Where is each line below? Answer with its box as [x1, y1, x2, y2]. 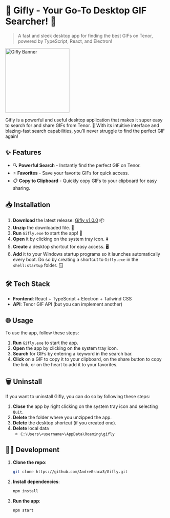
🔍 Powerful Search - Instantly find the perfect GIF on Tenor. [12, 162, 141, 168]
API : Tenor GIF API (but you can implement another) [12, 301, 123, 308]
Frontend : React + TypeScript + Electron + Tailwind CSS [12, 296, 132, 302]
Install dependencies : [12, 478, 60, 485]
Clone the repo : [12, 459, 47, 465]
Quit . [12, 409, 24, 415]
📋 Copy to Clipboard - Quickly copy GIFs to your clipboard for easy [12, 177, 157, 184]
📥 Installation [5, 201, 51, 209]
